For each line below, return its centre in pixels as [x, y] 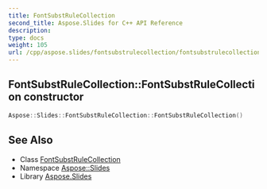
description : [30, 30]
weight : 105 [28, 45]
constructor [54, 97]
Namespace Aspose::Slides [65, 168]
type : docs [26, 38]
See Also [31, 140]
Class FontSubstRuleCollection [70, 159]
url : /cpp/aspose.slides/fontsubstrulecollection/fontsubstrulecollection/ [136, 52]
